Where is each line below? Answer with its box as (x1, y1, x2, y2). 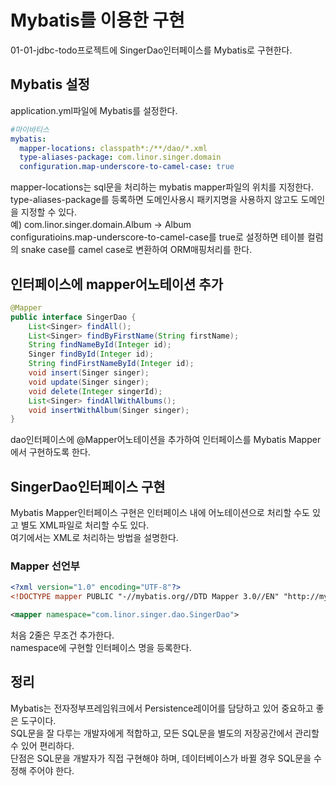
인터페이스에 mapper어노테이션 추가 (10, 276, 223, 293)
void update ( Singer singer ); (28, 377, 150, 387)
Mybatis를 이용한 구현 (10, 9, 185, 32)
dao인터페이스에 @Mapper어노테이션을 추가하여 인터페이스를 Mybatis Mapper (10, 434, 322, 446)
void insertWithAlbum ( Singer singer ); (28, 405, 190, 415)
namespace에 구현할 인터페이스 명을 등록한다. (10, 642, 192, 654)
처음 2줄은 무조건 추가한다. (10, 629, 115, 641)
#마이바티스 (10, 124, 50, 135)
